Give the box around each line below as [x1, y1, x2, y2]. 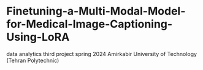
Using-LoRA [6, 30, 70, 44]
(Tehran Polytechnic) [6, 57, 59, 64]
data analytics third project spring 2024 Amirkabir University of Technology [6, 50, 197, 57]
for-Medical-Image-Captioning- [6, 17, 173, 31]
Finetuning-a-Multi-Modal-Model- [6, 4, 186, 18]
